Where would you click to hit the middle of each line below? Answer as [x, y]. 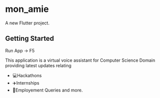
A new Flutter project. [27, 23]
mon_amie [27, 9]
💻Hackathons [27, 75]
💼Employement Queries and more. [48, 90]
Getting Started [30, 39]
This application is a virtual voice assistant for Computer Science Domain [80, 60]
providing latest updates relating [38, 65]
